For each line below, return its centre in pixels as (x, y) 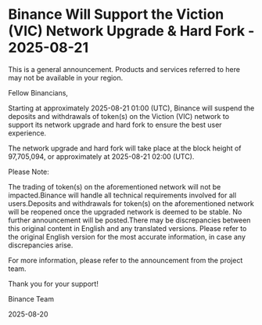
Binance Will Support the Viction (116, 14)
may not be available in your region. (66, 78)
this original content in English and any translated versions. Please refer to (127, 228)
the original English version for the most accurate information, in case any (127, 237)
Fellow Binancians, (38, 92)
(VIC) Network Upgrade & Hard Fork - (131, 31)
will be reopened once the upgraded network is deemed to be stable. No (125, 211)
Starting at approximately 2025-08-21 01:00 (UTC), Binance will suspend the (131, 108)
